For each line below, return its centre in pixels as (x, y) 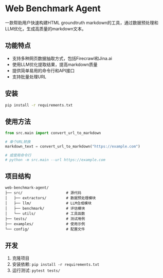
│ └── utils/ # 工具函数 (45, 214)
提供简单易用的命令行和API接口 (43, 70)
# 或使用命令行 (18, 155)
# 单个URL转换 (18, 142)
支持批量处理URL (29, 77)
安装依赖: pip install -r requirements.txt (56, 264)
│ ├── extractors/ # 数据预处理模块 (50, 198)
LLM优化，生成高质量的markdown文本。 (45, 29)
